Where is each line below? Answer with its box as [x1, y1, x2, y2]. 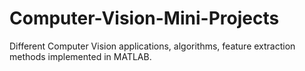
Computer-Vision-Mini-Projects [9, 7, 280, 30]
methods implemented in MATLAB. [9, 50, 152, 62]
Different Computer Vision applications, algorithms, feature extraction [9, 40, 296, 52]
